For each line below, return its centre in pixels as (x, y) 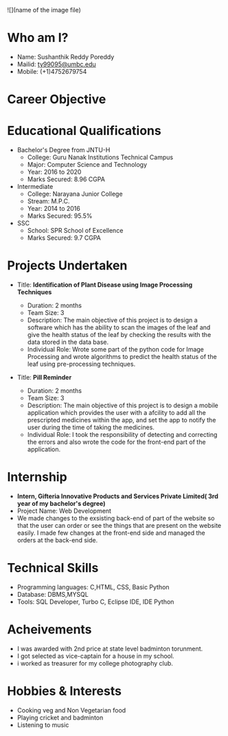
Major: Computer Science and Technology (87, 165)
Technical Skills (53, 568)
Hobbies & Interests (65, 691)
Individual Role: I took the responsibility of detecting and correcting (122, 435)
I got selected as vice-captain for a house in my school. (95, 656)
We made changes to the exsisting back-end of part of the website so (116, 518)
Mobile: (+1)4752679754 (52, 71)
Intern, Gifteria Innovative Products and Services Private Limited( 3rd (117, 496)
